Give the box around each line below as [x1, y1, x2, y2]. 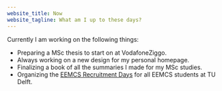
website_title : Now [7, 10, 63, 17]
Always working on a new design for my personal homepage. [16, 55, 190, 64]
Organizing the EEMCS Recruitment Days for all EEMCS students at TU [16, 70, 217, 79]
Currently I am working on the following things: [7, 35, 139, 43]
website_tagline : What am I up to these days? [7, 16, 142, 23]
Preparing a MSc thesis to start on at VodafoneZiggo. [16, 49, 167, 57]
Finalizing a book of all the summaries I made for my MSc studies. [16, 63, 203, 71]
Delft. [16, 77, 33, 86]
